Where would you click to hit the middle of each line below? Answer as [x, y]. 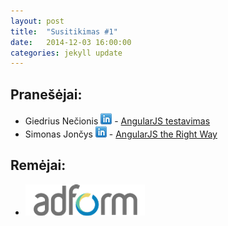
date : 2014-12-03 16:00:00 [71, 42]
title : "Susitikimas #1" [64, 31]
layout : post [37, 21]
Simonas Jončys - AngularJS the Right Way [121, 134]
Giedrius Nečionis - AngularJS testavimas [117, 121]
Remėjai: [38, 165]
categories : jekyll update [66, 53]
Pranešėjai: [46, 94]
